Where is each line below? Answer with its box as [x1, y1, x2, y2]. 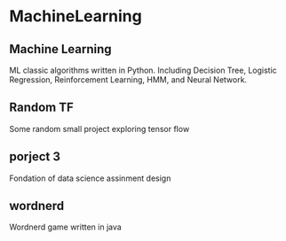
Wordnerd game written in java [9, 222, 122, 232]
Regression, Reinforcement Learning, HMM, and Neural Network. [9, 74, 247, 85]
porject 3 [9, 149, 60, 165]
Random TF [9, 100, 74, 115]
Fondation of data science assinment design [9, 173, 171, 183]
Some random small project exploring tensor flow [9, 123, 190, 134]
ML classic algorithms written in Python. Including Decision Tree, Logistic [9, 65, 277, 75]
